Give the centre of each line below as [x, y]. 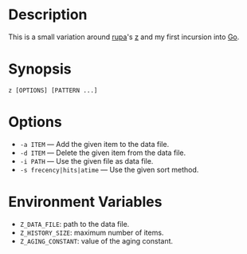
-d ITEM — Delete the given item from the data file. [103, 153]
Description [48, 15]
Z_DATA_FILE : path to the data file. [74, 224]
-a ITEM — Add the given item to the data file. [94, 144]
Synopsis [40, 69]
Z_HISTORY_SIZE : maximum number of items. [92, 232]
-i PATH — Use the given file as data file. [86, 161]
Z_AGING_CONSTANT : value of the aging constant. [96, 240]
